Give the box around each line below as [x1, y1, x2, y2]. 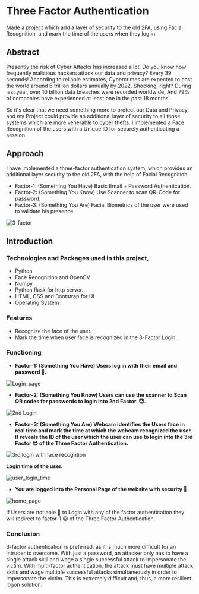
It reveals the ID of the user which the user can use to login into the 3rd [14, 433, 193, 440]
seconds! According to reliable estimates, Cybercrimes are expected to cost [6, 75, 192, 83]
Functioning [6, 349, 42, 357]
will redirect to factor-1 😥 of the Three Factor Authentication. [6, 515, 156, 522]
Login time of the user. [6, 462, 63, 470]
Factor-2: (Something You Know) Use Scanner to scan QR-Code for [14, 188, 180, 195]
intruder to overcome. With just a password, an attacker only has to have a [6, 549, 188, 557]
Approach [6, 148, 44, 159]
